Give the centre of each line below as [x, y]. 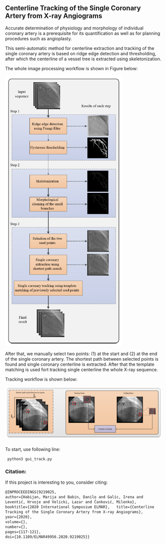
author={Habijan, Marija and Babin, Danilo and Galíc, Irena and [74, 497]
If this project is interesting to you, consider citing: [56, 482]
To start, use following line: [33, 449]
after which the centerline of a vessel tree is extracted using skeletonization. [83, 59]
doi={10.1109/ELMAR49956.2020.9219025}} [48, 537]
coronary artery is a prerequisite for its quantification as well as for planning [83, 33]
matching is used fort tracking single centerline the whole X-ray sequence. [82, 369]
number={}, [16, 527]
